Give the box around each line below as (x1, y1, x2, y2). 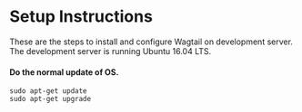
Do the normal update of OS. (9, 66, 119, 78)
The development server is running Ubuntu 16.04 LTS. (9, 45, 212, 56)
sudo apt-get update (9, 87, 88, 96)
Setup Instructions (9, 6, 153, 27)
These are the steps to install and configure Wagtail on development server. (9, 36, 294, 47)
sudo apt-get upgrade (9, 95, 92, 104)
